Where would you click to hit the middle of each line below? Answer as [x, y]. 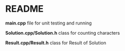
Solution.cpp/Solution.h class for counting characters [62, 33]
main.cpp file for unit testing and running [48, 23]
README [24, 9]
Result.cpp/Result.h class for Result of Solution [56, 43]
